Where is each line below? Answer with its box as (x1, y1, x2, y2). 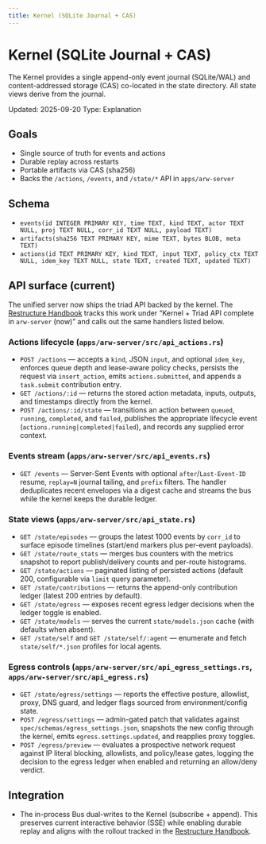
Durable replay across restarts (19, 157, 119, 167)
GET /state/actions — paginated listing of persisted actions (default (19, 565, 244, 575)
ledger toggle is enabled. (19, 607, 102, 617)
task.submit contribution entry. (19, 380, 121, 389)
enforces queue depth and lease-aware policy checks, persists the (19, 363, 239, 373)
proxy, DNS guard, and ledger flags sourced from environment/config (19, 698, 248, 707)
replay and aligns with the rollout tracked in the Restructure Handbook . (19, 827, 252, 835)
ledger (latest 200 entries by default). (19, 590, 143, 600)
